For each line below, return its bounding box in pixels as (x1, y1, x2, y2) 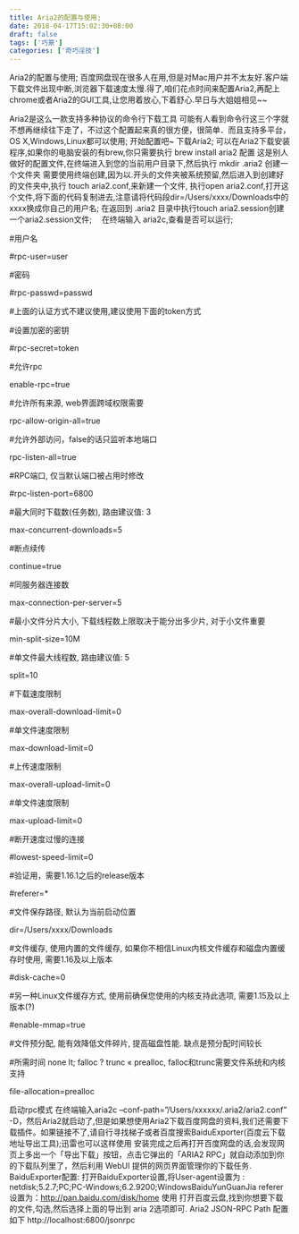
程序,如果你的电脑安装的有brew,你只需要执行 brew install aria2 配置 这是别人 (9, 147, 289, 157)
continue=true (9, 561, 62, 572)
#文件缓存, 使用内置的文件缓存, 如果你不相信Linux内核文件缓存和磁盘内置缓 (9, 943, 286, 954)
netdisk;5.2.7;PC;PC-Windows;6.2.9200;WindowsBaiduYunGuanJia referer (9, 1182, 284, 1193)
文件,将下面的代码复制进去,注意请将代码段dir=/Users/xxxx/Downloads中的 (16, 191, 289, 202)
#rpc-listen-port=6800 (9, 489, 94, 499)
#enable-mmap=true (9, 1019, 87, 1030)
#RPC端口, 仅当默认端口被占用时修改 (9, 471, 145, 481)
